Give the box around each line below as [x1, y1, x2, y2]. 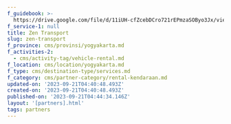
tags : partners [7, 106, 51, 113]
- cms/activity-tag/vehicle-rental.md [13, 55, 125, 62]
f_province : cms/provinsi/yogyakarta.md [7, 42, 125, 49]
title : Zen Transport [7, 29, 69, 37]
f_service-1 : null [7, 23, 60, 30]
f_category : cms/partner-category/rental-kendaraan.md [7, 74, 168, 81]
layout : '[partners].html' [7, 100, 85, 107]
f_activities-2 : [7, 49, 54, 56]
